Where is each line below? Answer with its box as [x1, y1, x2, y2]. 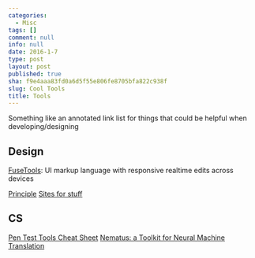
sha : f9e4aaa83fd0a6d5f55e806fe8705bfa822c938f [8, 77, 168, 85]
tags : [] [8, 26, 37, 34]
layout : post [8, 63, 51, 71]
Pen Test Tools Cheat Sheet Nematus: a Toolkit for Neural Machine [8, 233, 225, 242]
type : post [8, 56, 44, 64]
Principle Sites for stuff [8, 190, 83, 199]
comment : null [8, 33, 55, 42]
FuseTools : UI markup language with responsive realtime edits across [8, 166, 234, 175]
